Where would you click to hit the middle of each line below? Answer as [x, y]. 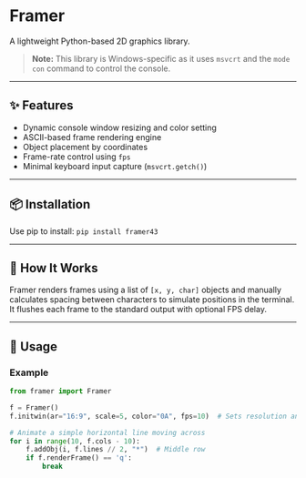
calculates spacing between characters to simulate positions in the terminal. [152, 300]
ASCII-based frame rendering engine [92, 137]
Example [29, 372]
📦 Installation [50, 204]
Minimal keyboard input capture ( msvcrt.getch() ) [115, 166]
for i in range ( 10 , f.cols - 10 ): [75, 441]
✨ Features [41, 106]
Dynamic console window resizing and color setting [119, 127]
